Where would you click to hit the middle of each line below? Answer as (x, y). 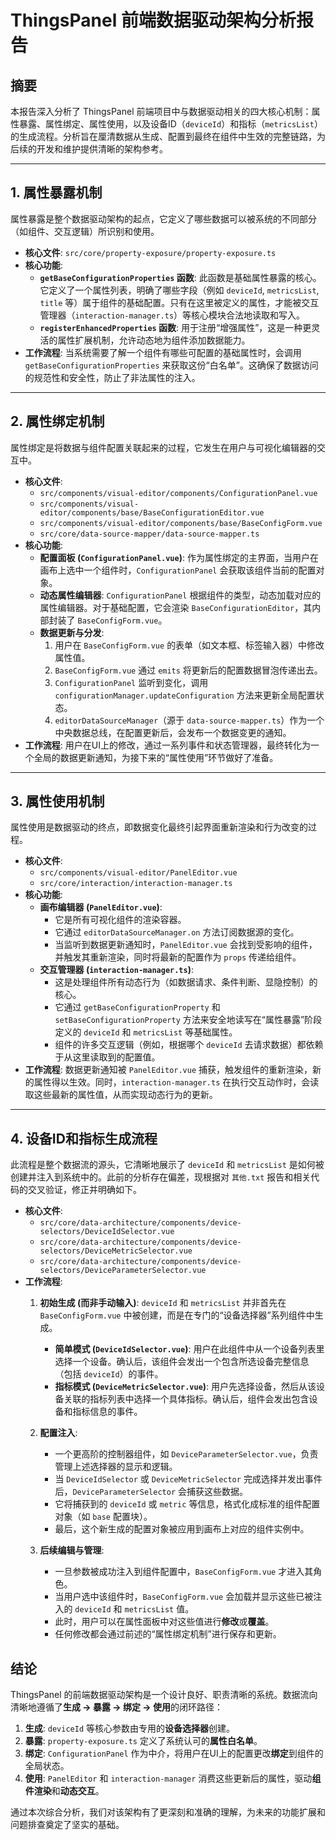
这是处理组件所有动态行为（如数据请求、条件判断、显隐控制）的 (186, 982)
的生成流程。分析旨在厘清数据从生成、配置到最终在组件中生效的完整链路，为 (168, 136)
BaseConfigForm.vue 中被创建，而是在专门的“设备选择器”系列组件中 (177, 1315)
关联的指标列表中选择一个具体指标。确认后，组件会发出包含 (186, 1399)
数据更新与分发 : (72, 632)
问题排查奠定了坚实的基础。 (67, 1825)
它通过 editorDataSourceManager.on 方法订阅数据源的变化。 (177, 932)
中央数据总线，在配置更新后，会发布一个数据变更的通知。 (173, 732)
